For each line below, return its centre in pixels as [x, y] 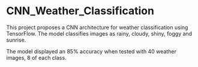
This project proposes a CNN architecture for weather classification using [97, 27]
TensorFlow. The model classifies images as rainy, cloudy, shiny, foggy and [99, 33]
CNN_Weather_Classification [80, 11]
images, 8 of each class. [37, 58]
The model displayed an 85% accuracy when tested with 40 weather [91, 51]
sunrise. [16, 40]
